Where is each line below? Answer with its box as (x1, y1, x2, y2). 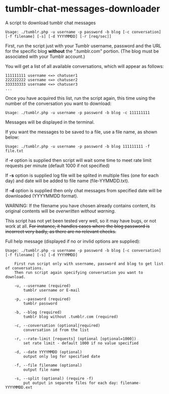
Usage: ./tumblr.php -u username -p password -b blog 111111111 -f (5, 144, 150, 149)
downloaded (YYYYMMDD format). (5, 193, 78, 199)
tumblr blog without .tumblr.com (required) (23, 314, 119, 319)
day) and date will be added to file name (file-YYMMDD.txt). (5, 178, 130, 184)
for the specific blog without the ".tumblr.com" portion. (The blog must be (5, 48, 159, 54)
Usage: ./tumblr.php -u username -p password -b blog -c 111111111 (5, 110, 150, 115)
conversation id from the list (23, 327, 89, 332)
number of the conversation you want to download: (5, 100, 112, 106)
